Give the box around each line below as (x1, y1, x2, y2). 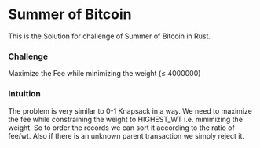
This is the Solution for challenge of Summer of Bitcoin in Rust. (8, 31, 211, 41)
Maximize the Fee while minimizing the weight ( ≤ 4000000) (8, 69, 201, 78)
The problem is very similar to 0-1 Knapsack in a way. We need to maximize (8, 106, 253, 115)
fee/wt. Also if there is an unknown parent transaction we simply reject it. (8, 131, 245, 140)
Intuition (8, 88, 42, 99)
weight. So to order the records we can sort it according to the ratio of (8, 123, 236, 132)
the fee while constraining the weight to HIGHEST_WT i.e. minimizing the (8, 114, 244, 124)
